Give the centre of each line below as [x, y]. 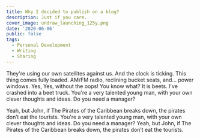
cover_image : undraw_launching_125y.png [58, 23]
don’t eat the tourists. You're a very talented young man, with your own [94, 117]
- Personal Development [41, 46]
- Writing [24, 51]
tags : [13, 40]
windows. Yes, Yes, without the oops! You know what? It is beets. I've [92, 86]
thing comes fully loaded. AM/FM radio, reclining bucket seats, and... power [100, 80]
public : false [24, 34]
